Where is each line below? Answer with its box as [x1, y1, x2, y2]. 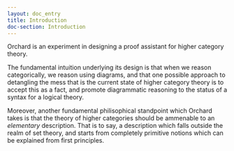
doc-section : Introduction [7, 23, 86, 30]
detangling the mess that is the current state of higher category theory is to [7, 78, 224, 87]
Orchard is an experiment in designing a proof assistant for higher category [7, 43, 224, 51]
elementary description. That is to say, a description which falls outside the [7, 122, 224, 130]
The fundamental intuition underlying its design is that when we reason [7, 64, 212, 72]
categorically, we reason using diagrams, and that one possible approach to [7, 71, 226, 79]
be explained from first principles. [7, 136, 105, 145]
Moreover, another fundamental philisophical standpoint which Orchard [7, 106, 213, 115]
